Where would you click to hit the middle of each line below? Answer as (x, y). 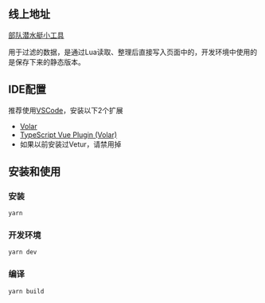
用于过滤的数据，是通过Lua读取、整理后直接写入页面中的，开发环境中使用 (129, 52)
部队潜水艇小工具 (36, 35)
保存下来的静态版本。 (50, 61)
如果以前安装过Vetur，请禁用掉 (70, 144)
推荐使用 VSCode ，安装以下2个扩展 (66, 110)
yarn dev (23, 252)
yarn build (26, 291)
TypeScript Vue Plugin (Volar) (68, 135)
